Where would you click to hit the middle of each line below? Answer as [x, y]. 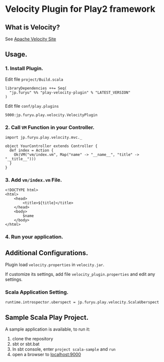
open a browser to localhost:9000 [46, 355]
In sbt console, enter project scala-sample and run [64, 349]
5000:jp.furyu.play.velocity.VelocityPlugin [51, 115]
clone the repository [33, 339]
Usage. [16, 54]
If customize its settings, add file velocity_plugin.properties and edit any [80, 274]
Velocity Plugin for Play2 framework [80, 9]
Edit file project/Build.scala [34, 79]
